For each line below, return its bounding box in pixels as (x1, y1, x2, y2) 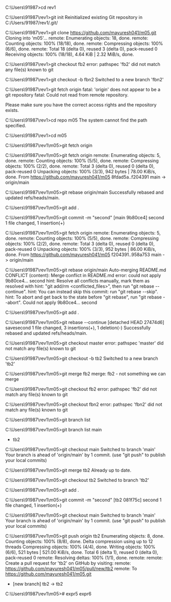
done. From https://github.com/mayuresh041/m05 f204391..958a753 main (5, 251, 162, 258)
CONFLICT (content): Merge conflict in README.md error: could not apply (5, 272, 161, 278)
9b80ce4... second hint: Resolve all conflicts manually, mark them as (5, 278, 150, 284)
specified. (5, 123, 27, 128)
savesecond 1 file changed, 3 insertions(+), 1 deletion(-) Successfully (5, 325, 151, 331)
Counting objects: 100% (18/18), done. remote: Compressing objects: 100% (5, 40, 163, 47)
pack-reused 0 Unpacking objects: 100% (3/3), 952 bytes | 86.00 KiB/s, (5, 246, 157, 252)
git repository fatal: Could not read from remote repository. (5, 92, 129, 98)
